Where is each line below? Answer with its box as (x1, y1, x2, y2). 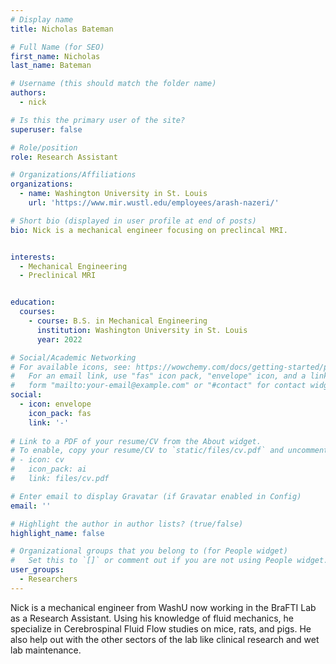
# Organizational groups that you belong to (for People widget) (10, 546, 288, 556)
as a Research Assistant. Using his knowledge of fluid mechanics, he (10, 612, 294, 624)
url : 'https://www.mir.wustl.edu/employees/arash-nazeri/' (28, 198, 280, 208)
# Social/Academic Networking (10, 352, 137, 363)
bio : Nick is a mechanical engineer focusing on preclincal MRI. (10, 225, 288, 235)
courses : (19, 307, 56, 317)
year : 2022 (36, 334, 83, 345)
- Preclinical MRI (19, 271, 97, 281)
